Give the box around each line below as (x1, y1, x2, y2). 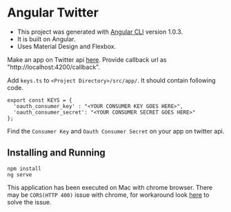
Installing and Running (7, 147, 106, 159)
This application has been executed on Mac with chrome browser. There (7, 183, 213, 191)
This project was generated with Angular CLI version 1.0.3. (17, 28, 183, 36)
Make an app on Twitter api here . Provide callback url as (7, 55, 167, 63)
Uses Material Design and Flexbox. (17, 42, 117, 50)
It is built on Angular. (17, 34, 76, 43)
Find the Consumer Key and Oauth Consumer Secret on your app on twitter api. (7, 127, 225, 135)
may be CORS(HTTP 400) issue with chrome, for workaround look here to (7, 191, 210, 199)
